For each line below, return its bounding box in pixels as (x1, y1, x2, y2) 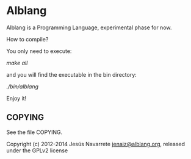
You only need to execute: (6, 47, 72, 55)
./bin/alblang (6, 83, 38, 90)
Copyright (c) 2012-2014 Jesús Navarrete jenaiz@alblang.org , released (6, 140, 185, 147)
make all (6, 59, 28, 66)
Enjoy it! (6, 94, 27, 102)
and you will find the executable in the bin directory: (6, 71, 137, 78)
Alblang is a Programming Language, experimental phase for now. (6, 24, 172, 31)
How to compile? (6, 35, 49, 43)
